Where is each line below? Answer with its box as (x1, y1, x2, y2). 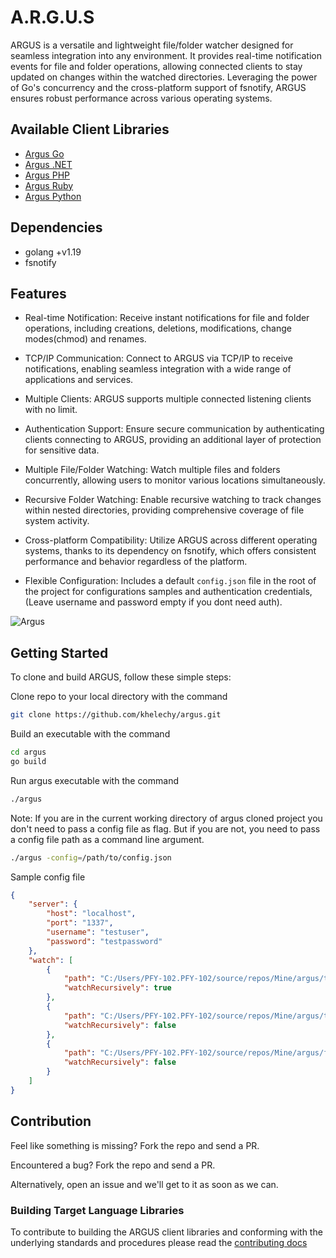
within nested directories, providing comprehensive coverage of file (24, 504, 305, 516)
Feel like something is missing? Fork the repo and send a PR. (10, 1139, 260, 1151)
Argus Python (24, 190, 82, 202)
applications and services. (24, 374, 134, 386)
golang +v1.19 (24, 246, 82, 258)
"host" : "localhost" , (46, 909, 137, 919)
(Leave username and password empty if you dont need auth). (24, 596, 283, 608)
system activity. (24, 515, 90, 527)
